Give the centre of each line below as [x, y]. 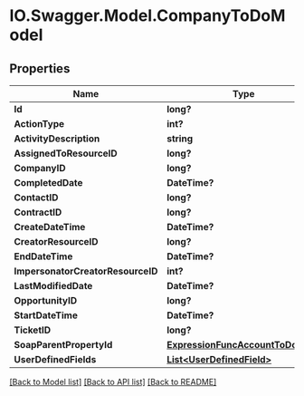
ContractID [38, 212]
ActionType [39, 124]
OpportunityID [46, 300]
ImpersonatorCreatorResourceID [86, 271]
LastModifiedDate [53, 286]
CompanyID [40, 168]
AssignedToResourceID [66, 153]
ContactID [36, 198]
